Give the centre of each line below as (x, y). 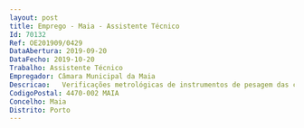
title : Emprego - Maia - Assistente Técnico (95, 26)
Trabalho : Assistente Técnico (66, 69)
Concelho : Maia (38, 101)
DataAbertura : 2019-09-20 (58, 51)
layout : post (34, 18)
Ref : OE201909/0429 (46, 43)
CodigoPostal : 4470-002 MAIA (64, 93)
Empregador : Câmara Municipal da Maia (82, 77)
